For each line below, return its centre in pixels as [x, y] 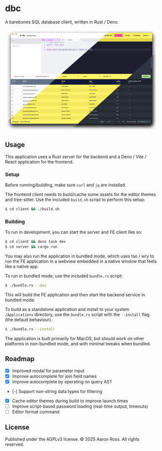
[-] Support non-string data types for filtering [57, 391]
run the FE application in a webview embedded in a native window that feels [81, 261]
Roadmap [20, 359]
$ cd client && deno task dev [36, 242]
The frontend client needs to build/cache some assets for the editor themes [81, 195]
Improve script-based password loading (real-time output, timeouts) [80, 406]
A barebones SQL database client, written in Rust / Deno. [62, 22]
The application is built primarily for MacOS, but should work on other [75, 338]
